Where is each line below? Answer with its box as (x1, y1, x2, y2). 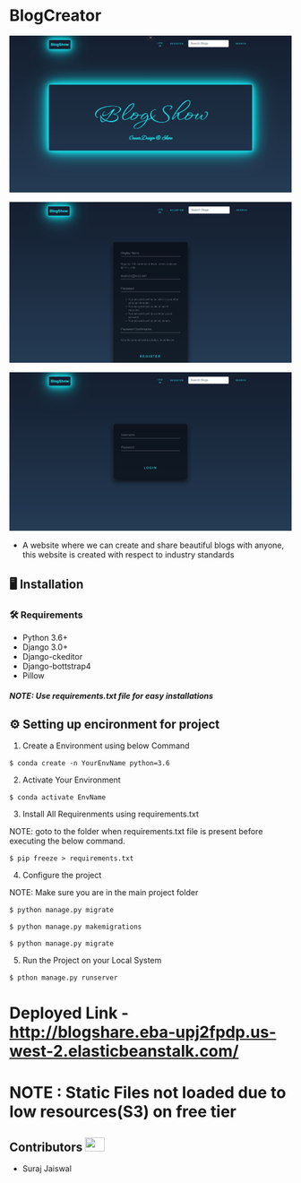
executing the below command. (9, 835, 125, 847)
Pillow (21, 669, 45, 681)
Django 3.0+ (21, 642, 69, 652)
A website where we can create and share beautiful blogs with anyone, (21, 540, 285, 551)
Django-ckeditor (21, 651, 83, 661)
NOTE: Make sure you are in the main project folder (9, 887, 199, 898)
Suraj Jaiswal (21, 1163, 72, 1174)
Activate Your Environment (21, 774, 121, 785)
